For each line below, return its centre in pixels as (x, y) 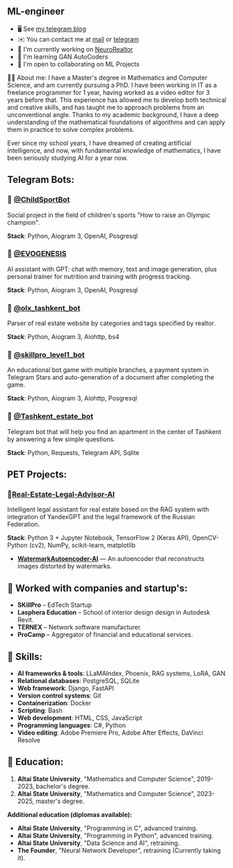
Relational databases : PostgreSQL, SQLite (78, 681)
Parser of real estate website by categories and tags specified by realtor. (111, 323)
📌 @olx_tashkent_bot (44, 308)
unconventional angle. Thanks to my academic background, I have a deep (113, 114)
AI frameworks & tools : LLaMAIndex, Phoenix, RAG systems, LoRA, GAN (121, 673)
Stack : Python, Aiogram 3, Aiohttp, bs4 (63, 337)
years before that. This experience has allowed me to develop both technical (117, 100)
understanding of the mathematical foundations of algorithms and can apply (116, 122)
